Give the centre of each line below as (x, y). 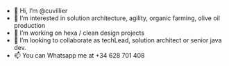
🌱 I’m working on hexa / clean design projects (79, 33)
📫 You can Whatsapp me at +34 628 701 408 (79, 55)
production (29, 25)
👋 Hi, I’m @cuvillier (41, 11)
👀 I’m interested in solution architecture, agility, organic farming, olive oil (117, 18)
